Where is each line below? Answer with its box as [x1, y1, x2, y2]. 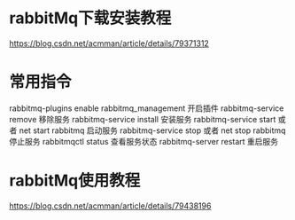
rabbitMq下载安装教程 [9, 8, 172, 28]
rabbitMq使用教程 [9, 170, 141, 191]
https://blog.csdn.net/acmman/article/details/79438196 [9, 200, 212, 211]
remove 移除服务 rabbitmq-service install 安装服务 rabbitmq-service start [9, 114, 276, 124]
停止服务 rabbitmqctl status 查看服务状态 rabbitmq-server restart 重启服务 [9, 136, 279, 146]
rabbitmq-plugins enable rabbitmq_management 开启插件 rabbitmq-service [9, 103, 284, 114]
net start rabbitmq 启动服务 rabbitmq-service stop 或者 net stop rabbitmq [19, 125, 286, 136]
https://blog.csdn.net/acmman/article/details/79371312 [9, 37, 210, 49]
